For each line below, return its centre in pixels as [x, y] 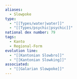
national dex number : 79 [30, 32]
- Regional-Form [26, 46]
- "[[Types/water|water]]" [37, 23]
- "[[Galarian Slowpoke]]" [37, 69]
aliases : [14, 10]
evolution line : [21, 51]
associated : [17, 64]
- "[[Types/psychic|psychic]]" [41, 28]
